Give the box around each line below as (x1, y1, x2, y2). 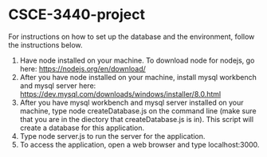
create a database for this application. (19, 123, 145, 132)
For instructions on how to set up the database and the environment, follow (8, 32, 255, 41)
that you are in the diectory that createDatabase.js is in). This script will (19, 114, 253, 124)
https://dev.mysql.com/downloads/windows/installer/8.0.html (19, 89, 222, 98)
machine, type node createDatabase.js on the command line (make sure (19, 105, 257, 116)
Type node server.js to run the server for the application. (19, 131, 206, 140)
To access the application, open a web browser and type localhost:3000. (19, 140, 260, 149)
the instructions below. (8, 40, 83, 49)
